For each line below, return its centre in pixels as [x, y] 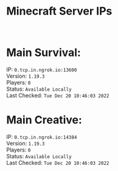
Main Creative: [44, 120]
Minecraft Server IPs [59, 11]
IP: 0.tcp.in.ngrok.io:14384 [42, 137]
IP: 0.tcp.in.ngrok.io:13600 [42, 69]
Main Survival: [43, 53]
